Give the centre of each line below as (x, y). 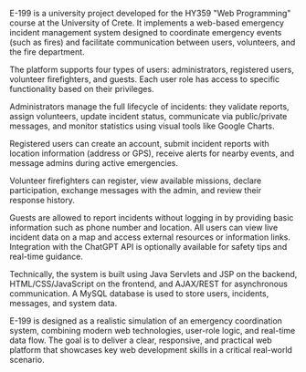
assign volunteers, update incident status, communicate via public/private (148, 116)
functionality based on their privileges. (82, 89)
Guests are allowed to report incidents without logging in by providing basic (152, 217)
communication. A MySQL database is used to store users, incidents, (139, 294)
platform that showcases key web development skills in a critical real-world (151, 350)
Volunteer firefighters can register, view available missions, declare (136, 181)
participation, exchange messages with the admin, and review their (136, 190)
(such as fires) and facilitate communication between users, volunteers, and (153, 42)
